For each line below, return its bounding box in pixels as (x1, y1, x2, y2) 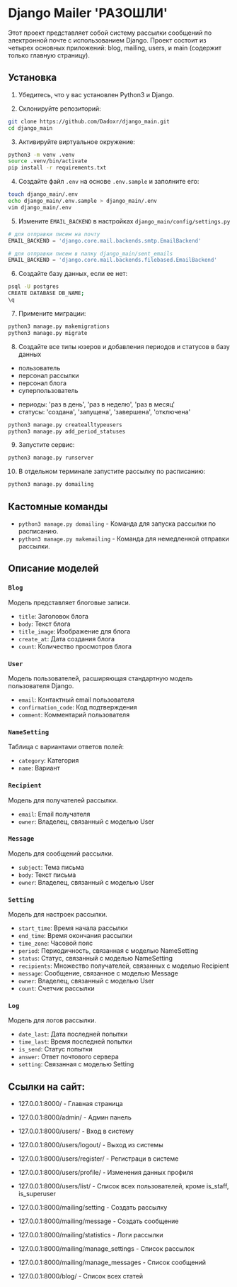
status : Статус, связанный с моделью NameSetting (18, 954, 173, 963)
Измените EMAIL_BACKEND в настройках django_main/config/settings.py (18, 216, 231, 225)
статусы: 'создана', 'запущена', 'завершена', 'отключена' (18, 407, 191, 416)
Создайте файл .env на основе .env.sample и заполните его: (18, 177, 200, 186)
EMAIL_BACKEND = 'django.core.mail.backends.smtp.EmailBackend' (8, 237, 202, 244)
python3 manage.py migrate (8, 329, 88, 336)
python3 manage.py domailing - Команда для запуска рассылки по (18, 519, 216, 528)
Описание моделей (8, 563, 99, 575)
